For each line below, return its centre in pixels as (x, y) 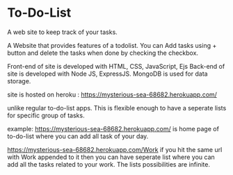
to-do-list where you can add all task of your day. (78, 136)
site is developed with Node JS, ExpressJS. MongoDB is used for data (107, 74)
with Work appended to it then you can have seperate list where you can (111, 157)
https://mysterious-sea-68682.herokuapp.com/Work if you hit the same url (115, 149)
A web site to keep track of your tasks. (63, 32)
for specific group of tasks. (46, 115)
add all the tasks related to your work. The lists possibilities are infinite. (109, 164)
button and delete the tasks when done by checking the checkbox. (103, 53)
